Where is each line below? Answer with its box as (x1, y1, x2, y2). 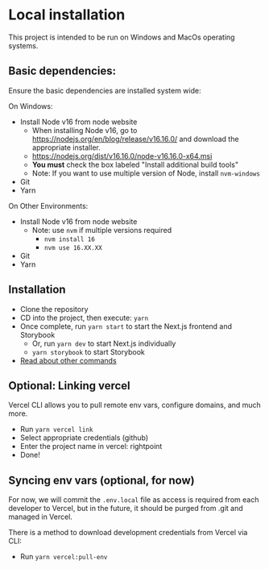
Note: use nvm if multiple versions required (31, 225, 172, 235)
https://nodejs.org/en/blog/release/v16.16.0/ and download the (31, 134, 239, 143)
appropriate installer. (31, 143, 101, 152)
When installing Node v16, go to (31, 125, 138, 135)
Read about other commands (19, 355, 117, 365)
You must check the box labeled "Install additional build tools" (31, 160, 239, 169)
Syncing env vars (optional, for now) (8, 473, 195, 487)
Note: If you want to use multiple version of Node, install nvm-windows (31, 168, 260, 178)
